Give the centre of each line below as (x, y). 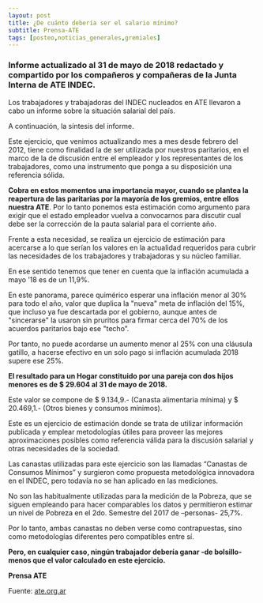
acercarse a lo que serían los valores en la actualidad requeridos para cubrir (132, 247)
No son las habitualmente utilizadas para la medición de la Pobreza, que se (130, 496)
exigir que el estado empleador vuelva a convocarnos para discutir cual (125, 215)
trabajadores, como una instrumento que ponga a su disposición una (120, 166)
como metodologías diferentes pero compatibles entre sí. (101, 536)
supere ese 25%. (36, 360)
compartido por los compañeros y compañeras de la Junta (122, 75)
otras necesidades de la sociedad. (64, 448)
